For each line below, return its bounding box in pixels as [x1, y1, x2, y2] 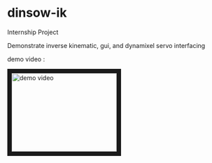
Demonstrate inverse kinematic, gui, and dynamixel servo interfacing [7, 41, 206, 49]
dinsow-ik [7, 5, 67, 21]
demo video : [7, 54, 45, 63]
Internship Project [7, 28, 59, 36]
